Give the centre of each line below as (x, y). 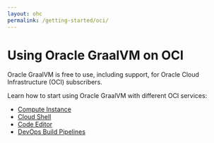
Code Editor (35, 125)
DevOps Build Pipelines (52, 132)
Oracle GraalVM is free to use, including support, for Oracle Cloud (103, 75)
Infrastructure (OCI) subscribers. (55, 82)
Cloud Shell (34, 117)
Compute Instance (44, 109)
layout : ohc (25, 14)
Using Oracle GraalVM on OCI (95, 55)
